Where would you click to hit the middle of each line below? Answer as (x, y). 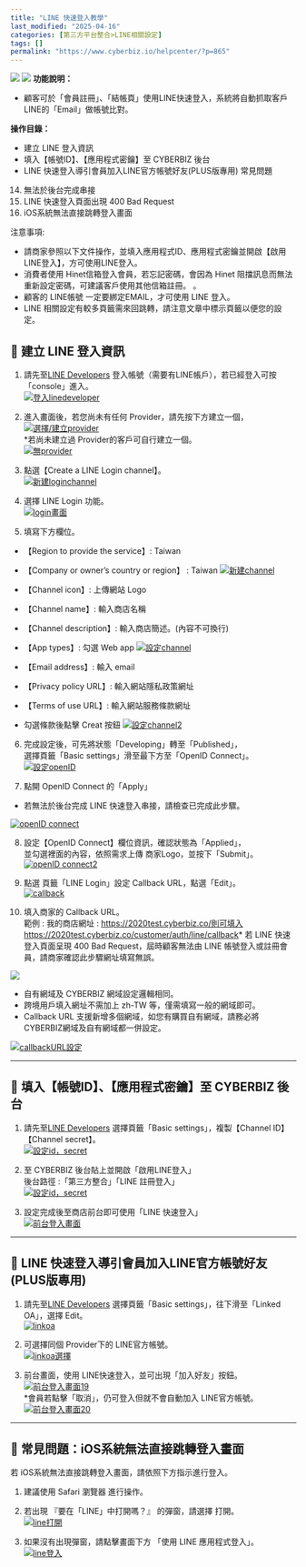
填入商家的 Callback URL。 (74, 911)
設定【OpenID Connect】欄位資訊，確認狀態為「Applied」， (134, 842)
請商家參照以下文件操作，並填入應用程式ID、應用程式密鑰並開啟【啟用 (155, 252)
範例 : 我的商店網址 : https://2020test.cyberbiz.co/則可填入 (133, 923)
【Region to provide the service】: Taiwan (102, 550)
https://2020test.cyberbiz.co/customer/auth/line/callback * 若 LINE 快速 (157, 934)
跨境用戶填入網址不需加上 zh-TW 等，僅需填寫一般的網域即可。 (142, 1005)
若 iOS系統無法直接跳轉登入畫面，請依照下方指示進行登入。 (122, 1472)
